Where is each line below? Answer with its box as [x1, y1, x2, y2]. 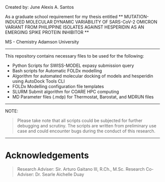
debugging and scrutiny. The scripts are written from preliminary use [17, 123, 157, 128]
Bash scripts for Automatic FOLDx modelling [12, 68, 102, 73]
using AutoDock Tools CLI [12, 78, 65, 84]
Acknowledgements [5, 150, 89, 161]
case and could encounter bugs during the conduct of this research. [17, 128, 156, 134]
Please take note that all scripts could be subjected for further [17, 118, 143, 123]
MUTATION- [124, 14, 149, 19]
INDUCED [5, 19, 25, 25]
